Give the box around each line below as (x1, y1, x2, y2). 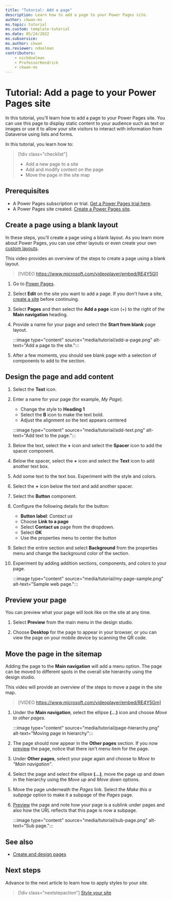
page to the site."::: (39, 342, 80, 348)
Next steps (5, 866, 41, 875)
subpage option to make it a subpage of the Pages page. (12, 792, 133, 798)
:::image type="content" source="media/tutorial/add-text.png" (12, 427, 145, 433)
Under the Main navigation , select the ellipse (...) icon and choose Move (12, 710, 167, 716)
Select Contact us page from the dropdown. (20, 524, 114, 530)
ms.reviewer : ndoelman (5, 46, 54, 51)
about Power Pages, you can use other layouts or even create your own (5, 240, 157, 246)
